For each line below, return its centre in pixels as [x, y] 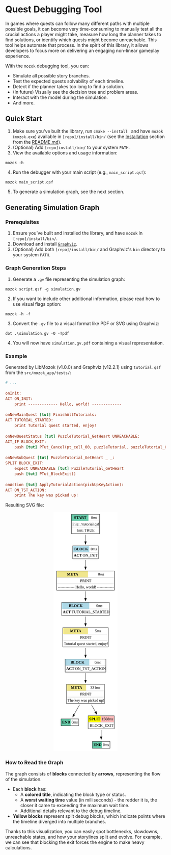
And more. [24, 102]
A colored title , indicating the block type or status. [73, 794]
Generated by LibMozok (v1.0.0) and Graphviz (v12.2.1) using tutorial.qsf [83, 367]
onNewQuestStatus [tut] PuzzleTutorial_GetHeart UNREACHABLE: [73, 436]
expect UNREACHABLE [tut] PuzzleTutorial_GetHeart [69, 469]
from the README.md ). [37, 142]
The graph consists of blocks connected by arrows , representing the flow [83, 773]
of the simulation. [23, 779]
